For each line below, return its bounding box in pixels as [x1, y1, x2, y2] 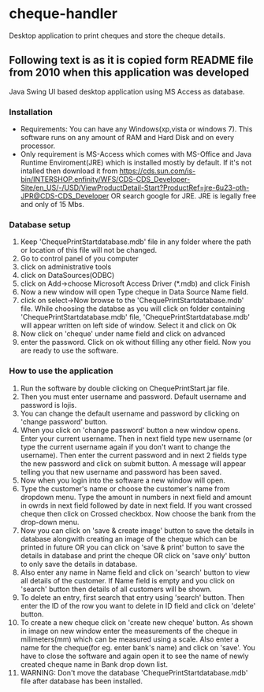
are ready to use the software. [20, 346, 119, 355]
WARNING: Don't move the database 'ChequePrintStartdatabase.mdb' [20, 668, 248, 677]
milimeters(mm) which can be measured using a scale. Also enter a [20, 635, 240, 644]
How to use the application [9, 365, 113, 376]
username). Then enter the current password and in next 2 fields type [20, 450, 247, 460]
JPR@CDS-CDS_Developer [20, 191, 110, 201]
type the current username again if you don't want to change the [20, 442, 231, 451]
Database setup [9, 219, 72, 230]
